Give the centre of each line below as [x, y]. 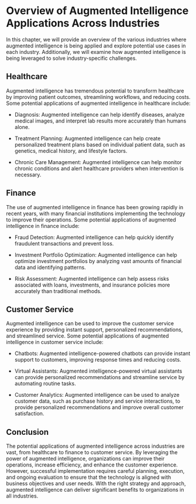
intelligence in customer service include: [55, 342]
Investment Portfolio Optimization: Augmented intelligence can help [96, 255]
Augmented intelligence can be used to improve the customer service [90, 323]
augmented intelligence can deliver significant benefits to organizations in [95, 490]
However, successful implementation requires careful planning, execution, [95, 471]
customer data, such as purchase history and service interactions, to [97, 401]
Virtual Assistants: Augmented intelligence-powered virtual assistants [98, 371]
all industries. [22, 496]
